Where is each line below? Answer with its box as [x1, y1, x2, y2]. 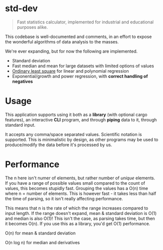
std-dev [5, 3, 38, 14]
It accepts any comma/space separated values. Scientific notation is [5, 131, 142, 137]
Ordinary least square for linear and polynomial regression [12, 68, 129, 74]
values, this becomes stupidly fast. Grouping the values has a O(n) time [5, 185, 148, 191]
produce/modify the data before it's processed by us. [5, 142, 112, 148]
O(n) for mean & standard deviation [5, 230, 76, 236]
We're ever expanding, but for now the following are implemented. [5, 48, 138, 54]
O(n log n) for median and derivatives [5, 239, 80, 245]
